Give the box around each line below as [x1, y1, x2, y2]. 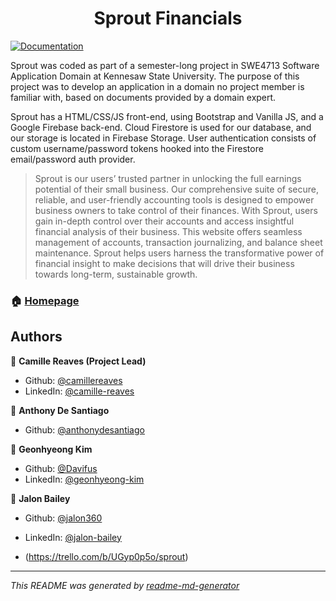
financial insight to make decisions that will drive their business [34, 257, 295, 269]
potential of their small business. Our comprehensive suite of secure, [34, 183, 319, 195]
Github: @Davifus [24, 462, 98, 474]
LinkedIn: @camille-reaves [24, 385, 135, 397]
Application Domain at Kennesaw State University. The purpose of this [10, 70, 300, 82]
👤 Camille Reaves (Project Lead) [10, 355, 147, 367]
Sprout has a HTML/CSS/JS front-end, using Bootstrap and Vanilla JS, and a [10, 110, 324, 122]
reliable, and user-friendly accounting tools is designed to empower [34, 193, 315, 206]
